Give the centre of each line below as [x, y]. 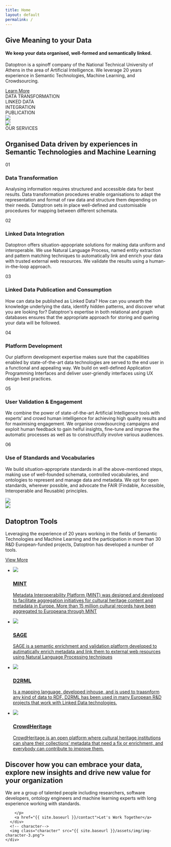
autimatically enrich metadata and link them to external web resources [87, 651]
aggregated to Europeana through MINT [55, 611]
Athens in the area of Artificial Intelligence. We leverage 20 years [74, 70]
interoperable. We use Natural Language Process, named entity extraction [83, 250]
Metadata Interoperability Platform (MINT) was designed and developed [88, 595]
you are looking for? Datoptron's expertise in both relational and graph [79, 312]
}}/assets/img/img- [131, 831]
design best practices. [29, 378]
